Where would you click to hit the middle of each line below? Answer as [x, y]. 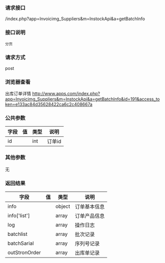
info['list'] [19, 216]
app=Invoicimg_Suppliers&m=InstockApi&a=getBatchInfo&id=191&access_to [82, 99]
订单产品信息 [90, 216]
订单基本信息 [90, 207]
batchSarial [21, 243]
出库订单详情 [18, 94]
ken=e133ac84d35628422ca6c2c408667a [49, 104]
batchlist [18, 234]
